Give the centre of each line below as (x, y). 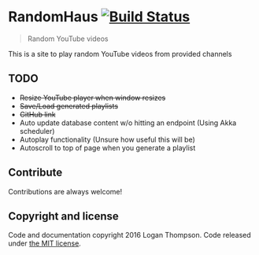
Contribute (35, 173)
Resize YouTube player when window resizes (92, 98)
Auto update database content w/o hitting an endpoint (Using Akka (128, 123)
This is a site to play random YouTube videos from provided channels (120, 54)
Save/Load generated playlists (69, 105)
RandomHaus (53, 17)
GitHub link (38, 114)
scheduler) (37, 131)
